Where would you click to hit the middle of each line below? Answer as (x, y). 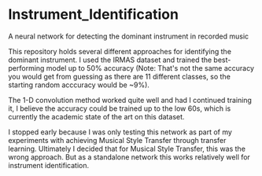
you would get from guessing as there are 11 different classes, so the (119, 76)
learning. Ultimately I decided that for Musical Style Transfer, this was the (127, 148)
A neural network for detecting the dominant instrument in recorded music (129, 36)
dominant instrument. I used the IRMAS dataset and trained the (110, 60)
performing (26, 68)
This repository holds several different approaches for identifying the (120, 51)
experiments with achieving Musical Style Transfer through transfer (117, 140)
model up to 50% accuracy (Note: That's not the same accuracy (150, 68)
